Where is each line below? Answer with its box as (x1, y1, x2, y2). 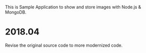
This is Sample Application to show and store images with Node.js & (5, 4, 141, 10)
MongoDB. (5, 9, 27, 15)
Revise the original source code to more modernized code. (5, 42, 123, 48)
